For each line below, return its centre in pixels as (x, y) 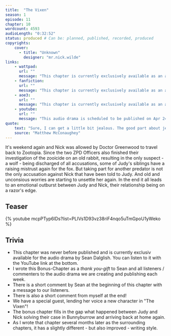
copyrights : (18, 43)
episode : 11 (18, 19)
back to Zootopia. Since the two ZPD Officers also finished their (72, 152)
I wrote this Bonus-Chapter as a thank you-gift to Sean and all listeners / (88, 268)
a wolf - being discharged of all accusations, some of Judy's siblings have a (85, 164)
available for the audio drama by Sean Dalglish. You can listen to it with (87, 258)
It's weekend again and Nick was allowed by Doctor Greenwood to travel (81, 147)
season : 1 (16, 15)
